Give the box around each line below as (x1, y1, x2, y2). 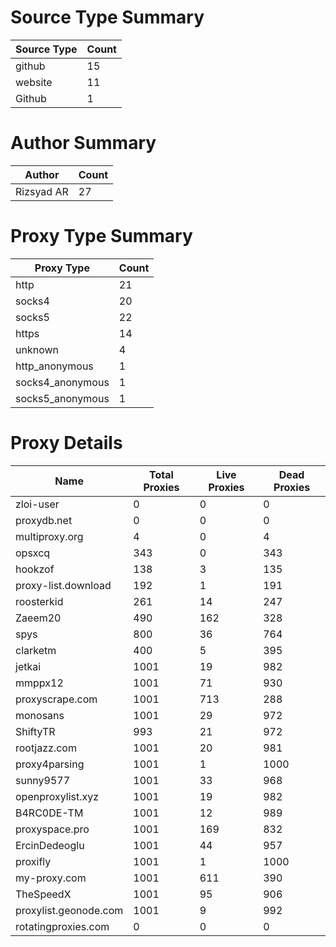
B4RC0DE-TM (15, 806, 84, 820)
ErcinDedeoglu (15, 838, 85, 852)
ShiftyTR (15, 724, 56, 738)
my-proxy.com (15, 871, 87, 885)
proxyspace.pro (15, 822, 90, 836)
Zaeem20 (15, 611, 62, 625)
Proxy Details (10, 432, 123, 454)
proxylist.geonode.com (15, 903, 124, 917)
